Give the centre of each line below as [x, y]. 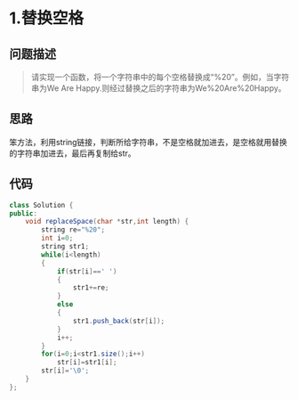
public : [24, 213]
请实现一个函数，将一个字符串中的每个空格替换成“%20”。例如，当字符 [160, 77]
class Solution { [41, 205]
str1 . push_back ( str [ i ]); [119, 321]
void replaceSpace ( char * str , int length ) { [107, 222]
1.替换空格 [47, 18]
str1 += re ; [91, 288]
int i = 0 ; [57, 238]
